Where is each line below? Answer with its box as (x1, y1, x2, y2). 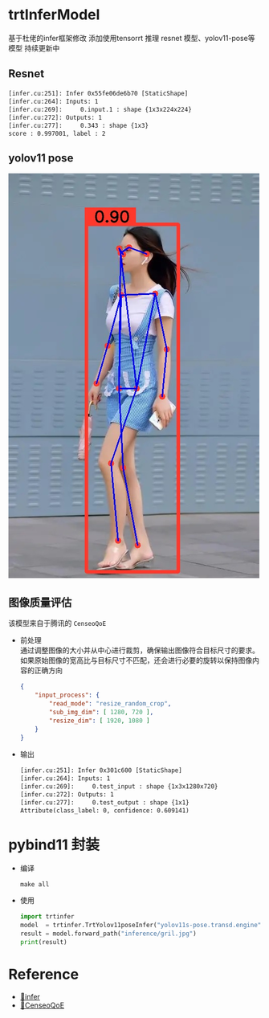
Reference (8, 966, 79, 983)
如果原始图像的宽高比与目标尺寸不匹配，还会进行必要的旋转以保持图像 (19, 656, 253, 665)
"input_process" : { (35, 691, 100, 700)
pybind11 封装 (8, 836, 100, 853)
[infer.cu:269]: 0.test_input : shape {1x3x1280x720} (19, 782, 218, 791)
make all (19, 881, 50, 889)
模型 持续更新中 (8, 43, 60, 53)
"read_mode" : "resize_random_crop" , (49, 700, 172, 708)
